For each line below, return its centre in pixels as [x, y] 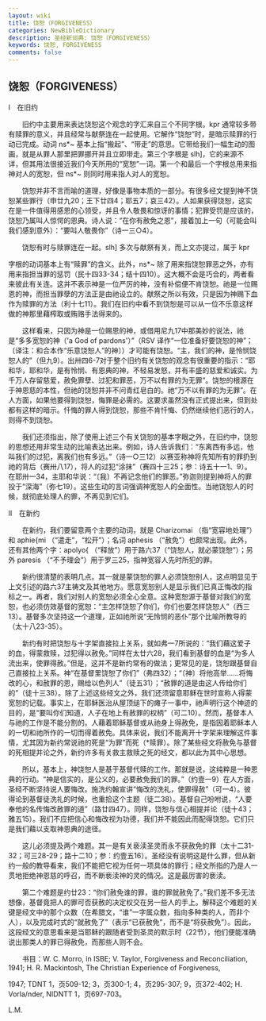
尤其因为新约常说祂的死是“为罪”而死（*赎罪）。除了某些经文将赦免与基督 [139, 742]
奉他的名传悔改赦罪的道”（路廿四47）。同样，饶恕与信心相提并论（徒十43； [131, 809]
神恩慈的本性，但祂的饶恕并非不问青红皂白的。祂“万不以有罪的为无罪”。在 [136, 390]
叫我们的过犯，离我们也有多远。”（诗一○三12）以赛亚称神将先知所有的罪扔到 [133, 457]
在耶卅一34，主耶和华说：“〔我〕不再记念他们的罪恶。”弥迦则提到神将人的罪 [130, 476]
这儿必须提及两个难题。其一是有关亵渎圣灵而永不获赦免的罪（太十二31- [138, 846]
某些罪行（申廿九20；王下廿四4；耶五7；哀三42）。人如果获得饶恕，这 [130, 200]
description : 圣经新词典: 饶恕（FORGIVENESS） [81, 38]
